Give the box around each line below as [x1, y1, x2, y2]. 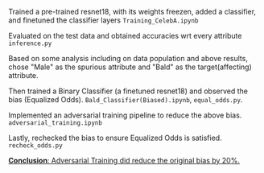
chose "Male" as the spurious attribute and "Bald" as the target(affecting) [8, 62, 252, 72]
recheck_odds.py [8, 142, 63, 150]
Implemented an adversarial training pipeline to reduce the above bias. [8, 110, 242, 120]
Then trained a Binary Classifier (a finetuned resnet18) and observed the [8, 86, 248, 96]
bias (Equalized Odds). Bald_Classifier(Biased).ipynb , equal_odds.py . [8, 95, 243, 104]
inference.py [8, 39, 52, 47]
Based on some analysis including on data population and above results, [8, 54, 248, 63]
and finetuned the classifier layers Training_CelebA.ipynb [8, 15, 199, 25]
